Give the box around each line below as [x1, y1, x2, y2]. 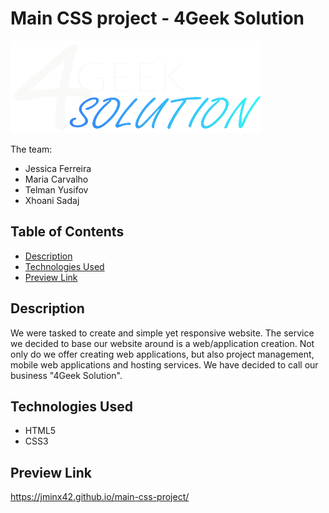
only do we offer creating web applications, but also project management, [10, 348, 315, 360]
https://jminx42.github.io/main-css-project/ [10, 491, 190, 503]
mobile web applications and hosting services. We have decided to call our [10, 358, 319, 371]
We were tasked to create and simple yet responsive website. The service [10, 327, 315, 339]
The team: [10, 143, 53, 155]
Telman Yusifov [24, 183, 89, 196]
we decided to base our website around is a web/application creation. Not [10, 337, 315, 349]
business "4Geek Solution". [10, 369, 123, 381]
